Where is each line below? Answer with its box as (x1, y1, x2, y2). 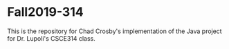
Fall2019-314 (7, 4, 84, 20)
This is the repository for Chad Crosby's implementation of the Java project (7, 27, 223, 35)
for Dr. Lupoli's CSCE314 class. (7, 34, 95, 42)
